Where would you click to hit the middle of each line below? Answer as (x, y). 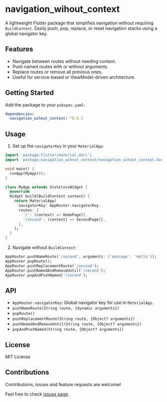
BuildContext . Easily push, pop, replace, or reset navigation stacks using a (81, 28)
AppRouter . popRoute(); (29, 261)
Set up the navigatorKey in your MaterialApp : (58, 146)
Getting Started (30, 93)
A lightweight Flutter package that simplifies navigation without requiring (80, 23)
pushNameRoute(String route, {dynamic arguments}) (66, 308)
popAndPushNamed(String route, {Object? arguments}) (68, 330)
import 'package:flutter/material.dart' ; (49, 155)
